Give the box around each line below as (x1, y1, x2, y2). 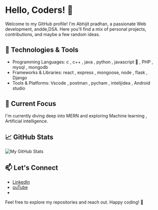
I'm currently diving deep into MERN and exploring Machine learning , (5, 112, 147, 118)
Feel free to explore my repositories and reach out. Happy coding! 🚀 (5, 199, 144, 205)
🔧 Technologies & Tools (5, 46, 79, 54)
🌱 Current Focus (5, 100, 56, 108)
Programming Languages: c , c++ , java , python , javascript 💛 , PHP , (12, 59, 154, 65)
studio (12, 85, 26, 91)
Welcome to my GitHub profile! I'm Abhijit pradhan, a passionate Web (5, 21, 147, 27)
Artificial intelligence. (5, 118, 48, 124)
